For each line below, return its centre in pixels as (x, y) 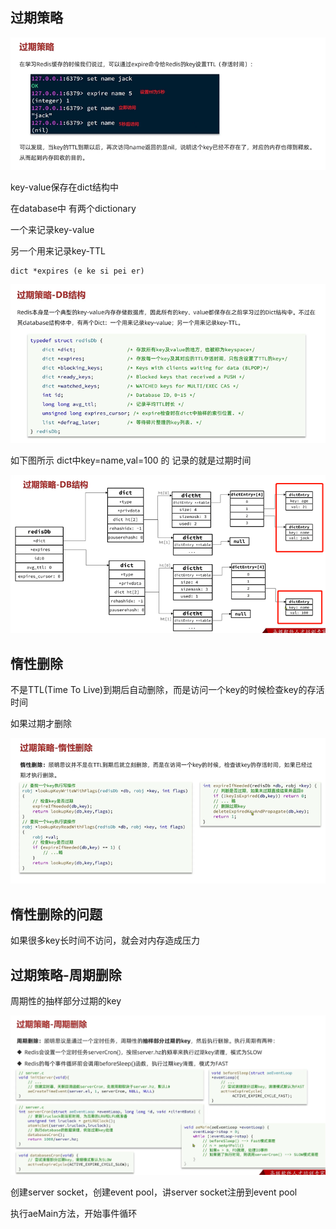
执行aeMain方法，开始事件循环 (74, 1214)
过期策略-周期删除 (66, 974)
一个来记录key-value (52, 229)
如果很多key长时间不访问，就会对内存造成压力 (105, 940)
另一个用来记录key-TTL (58, 250)
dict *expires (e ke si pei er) (77, 271)
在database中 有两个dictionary (73, 208)
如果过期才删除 (41, 724)
